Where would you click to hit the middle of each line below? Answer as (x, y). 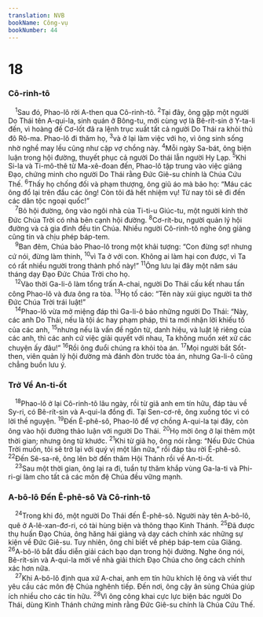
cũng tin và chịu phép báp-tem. (59, 237)
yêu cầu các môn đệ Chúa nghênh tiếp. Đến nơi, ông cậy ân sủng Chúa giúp (131, 586)
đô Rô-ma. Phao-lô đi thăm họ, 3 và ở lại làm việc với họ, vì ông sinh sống (126, 138)
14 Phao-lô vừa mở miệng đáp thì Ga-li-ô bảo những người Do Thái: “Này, (132, 311)
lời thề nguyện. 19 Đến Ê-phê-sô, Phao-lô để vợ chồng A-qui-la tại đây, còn (128, 420)
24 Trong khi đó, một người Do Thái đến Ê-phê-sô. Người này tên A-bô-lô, (133, 515)
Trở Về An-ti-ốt (38, 385)
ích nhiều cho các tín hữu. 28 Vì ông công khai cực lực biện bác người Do (125, 595)
